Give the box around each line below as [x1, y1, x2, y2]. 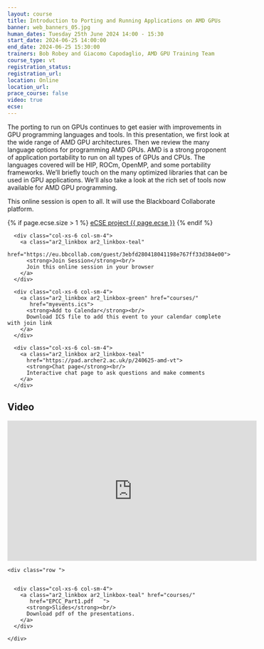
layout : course [7, 10, 53, 18]
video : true [7, 97, 43, 104]
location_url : [7, 83, 50, 90]
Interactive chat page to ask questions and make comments [26, 369, 205, 376]
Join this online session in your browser [26, 263, 154, 271]
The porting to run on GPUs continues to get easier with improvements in [7, 123, 222, 131]
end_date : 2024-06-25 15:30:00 [7, 43, 100, 51]
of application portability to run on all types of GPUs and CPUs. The [7, 152, 206, 161]
